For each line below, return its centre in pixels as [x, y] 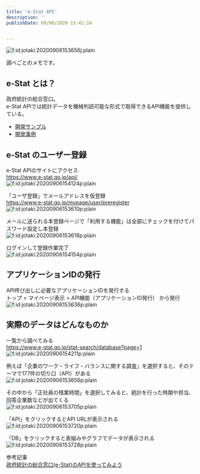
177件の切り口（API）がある [56, 373]
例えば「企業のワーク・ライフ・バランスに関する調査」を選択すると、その [98, 366]
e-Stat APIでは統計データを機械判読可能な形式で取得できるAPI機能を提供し [99, 107]
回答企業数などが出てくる [38, 400]
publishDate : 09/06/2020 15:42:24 [49, 23]
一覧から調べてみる [30, 340]
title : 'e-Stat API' [32, 12]
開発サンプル [30, 127]
